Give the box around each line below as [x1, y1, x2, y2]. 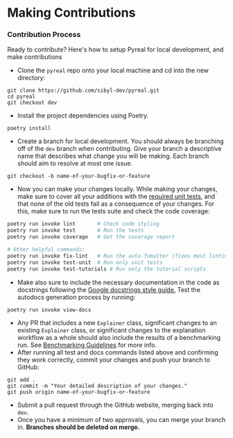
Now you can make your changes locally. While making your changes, [17, 185, 218, 193]
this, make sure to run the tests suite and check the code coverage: [17, 207, 210, 216]
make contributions [7, 53, 62, 61]
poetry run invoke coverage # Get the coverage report [7, 234, 175, 241]
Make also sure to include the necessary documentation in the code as [17, 278, 220, 286]
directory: [17, 74, 46, 82]
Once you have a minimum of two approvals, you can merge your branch [17, 415, 226, 423]
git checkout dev [7, 99, 58, 106]
